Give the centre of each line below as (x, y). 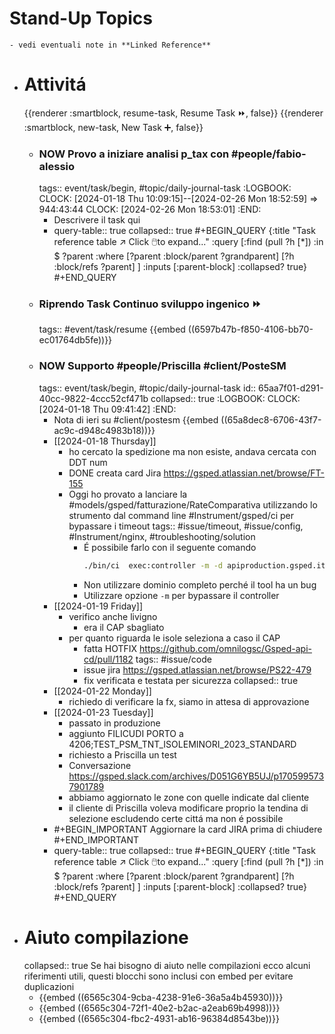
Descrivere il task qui (97, 220)
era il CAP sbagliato (124, 627)
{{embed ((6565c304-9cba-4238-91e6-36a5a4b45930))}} (161, 997)
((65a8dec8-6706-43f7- (271, 419)
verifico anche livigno (113, 616)
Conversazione (100, 765)
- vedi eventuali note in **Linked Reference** (110, 45)
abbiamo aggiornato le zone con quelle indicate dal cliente (189, 797)
